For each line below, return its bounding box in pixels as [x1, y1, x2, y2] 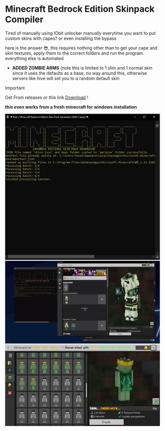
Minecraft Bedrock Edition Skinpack [5, 3, 155, 15]
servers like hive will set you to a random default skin [12, 75, 120, 81]
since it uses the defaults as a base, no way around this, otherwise [12, 70, 147, 76]
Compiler [5, 14, 44, 25]
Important [5, 85, 25, 91]
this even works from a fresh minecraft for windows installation [5, 104, 137, 110]
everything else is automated [5, 55, 64, 61]
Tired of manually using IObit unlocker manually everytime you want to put [5, 30, 156, 36]
